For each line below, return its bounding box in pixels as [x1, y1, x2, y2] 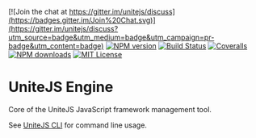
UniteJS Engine [8, 78, 114, 96]
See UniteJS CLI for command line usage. [8, 120, 148, 130]
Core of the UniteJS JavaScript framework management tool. [8, 104, 212, 114]
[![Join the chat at [8, 7, 68, 16]
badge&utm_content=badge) [8, 41, 104, 51]
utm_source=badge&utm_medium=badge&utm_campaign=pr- [8, 32, 215, 42]
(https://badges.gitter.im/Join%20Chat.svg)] [8, 15, 156, 25]
